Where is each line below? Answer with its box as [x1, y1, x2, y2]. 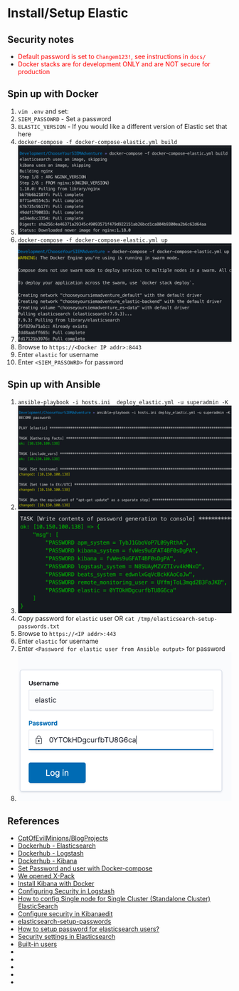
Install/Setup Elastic [7, 5, 129, 21]
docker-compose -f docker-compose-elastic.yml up [17, 237, 169, 244]
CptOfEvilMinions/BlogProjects [17, 834, 109, 843]
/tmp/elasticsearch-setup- [137, 615, 218, 623]
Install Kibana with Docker [17, 879, 95, 888]
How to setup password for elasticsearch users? [17, 925, 160, 933]
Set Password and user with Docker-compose [17, 864, 153, 873]
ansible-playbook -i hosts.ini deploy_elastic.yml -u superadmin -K [17, 399, 229, 406]
